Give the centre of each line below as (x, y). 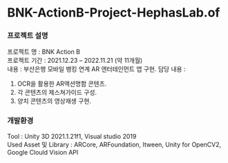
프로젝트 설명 (28, 36)
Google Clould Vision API (43, 152)
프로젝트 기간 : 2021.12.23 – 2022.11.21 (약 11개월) (75, 61)
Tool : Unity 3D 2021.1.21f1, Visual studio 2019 (72, 136)
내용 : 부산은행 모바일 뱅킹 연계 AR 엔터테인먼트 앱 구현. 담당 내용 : (96, 69)
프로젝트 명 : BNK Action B (44, 52)
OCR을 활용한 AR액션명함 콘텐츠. (62, 84)
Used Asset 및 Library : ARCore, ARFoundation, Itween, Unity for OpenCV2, (114, 144)
